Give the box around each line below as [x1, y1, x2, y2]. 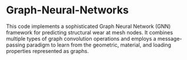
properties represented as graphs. [6, 47, 89, 54]
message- [158, 35, 182, 42]
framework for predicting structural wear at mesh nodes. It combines [6, 29, 173, 36]
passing [6, 41, 25, 48]
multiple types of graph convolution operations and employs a [6, 35, 157, 42]
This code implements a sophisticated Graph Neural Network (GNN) [6, 23, 171, 30]
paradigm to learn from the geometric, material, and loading [26, 41, 172, 48]
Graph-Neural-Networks [6, 3, 129, 17]
